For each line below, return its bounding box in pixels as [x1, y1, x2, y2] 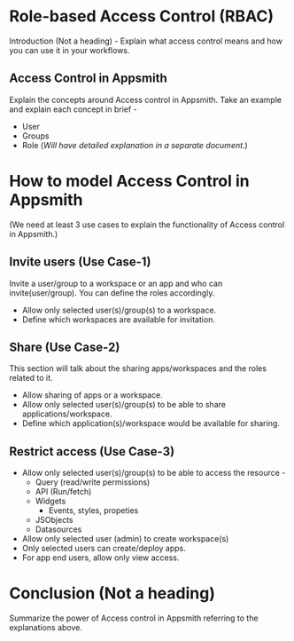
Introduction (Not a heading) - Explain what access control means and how [9, 36, 283, 46]
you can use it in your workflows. [9, 44, 130, 55]
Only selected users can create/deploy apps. [21, 543, 186, 554]
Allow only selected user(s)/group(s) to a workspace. [21, 305, 217, 315]
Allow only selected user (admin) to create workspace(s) [21, 534, 229, 544]
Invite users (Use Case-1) [9, 255, 151, 270]
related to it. [9, 373, 53, 384]
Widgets [35, 495, 66, 507]
